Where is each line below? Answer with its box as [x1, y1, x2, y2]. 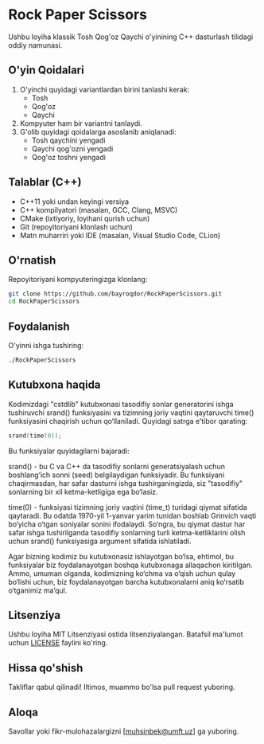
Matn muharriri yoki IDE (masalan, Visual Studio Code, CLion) [19, 230, 221, 240]
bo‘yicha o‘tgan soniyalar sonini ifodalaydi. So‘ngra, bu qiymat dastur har [8, 519, 246, 529]
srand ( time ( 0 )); [8, 432, 62, 440]
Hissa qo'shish [8, 661, 83, 675]
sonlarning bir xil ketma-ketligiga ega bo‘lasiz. [8, 487, 158, 496]
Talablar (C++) [8, 175, 82, 189]
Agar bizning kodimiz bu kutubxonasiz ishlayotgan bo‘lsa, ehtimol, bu [8, 551, 235, 561]
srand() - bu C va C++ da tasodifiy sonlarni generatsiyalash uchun [8, 461, 225, 471]
